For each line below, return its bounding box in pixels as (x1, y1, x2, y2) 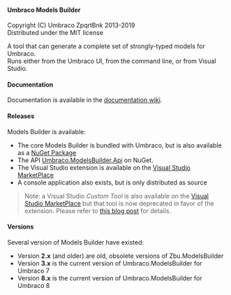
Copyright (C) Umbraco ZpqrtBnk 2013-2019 (7, 21, 135, 29)
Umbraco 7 (17, 266, 50, 275)
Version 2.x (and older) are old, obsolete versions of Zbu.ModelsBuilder (17, 252, 224, 260)
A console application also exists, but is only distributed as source (17, 178, 207, 187)
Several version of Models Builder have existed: (7, 238, 144, 246)
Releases (7, 112, 35, 120)
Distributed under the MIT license (7, 29, 103, 37)
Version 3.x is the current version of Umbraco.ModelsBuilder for (17, 259, 202, 267)
